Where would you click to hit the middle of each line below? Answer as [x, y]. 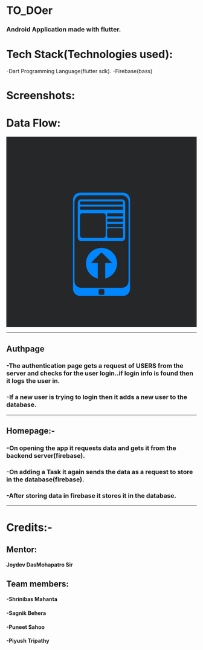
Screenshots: [41, 96]
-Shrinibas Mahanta [32, 599]
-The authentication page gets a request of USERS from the [95, 366]
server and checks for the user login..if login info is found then [100, 374]
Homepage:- [31, 431]
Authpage [25, 349]
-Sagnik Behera [26, 613]
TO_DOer [30, 11]
